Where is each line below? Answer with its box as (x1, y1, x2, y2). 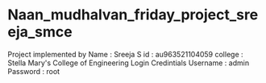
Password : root (7, 66, 60, 76)
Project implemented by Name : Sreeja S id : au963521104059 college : (7, 49, 243, 59)
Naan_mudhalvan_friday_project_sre (7, 6, 259, 24)
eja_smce (7, 23, 73, 41)
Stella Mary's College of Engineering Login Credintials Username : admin (7, 58, 250, 68)
